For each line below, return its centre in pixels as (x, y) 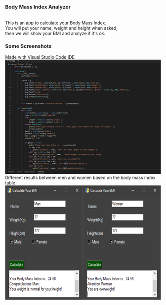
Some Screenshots (28, 46)
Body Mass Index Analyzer (38, 7)
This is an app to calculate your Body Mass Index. (56, 23)
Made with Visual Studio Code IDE (40, 57)
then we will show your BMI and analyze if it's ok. (55, 34)
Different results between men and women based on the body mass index (80, 177)
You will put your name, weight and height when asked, (61, 28)
